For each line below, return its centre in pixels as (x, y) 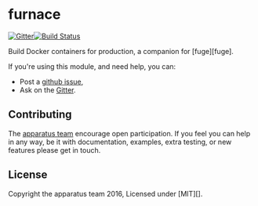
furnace (35, 14)
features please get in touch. (55, 150)
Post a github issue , (51, 81)
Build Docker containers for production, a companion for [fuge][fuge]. (121, 51)
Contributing (40, 115)
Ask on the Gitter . (47, 90)
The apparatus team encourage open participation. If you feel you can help (129, 133)
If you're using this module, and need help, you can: (92, 66)
